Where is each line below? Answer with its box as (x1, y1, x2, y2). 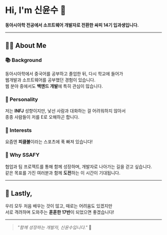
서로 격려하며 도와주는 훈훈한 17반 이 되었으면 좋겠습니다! (5, 209, 114, 215)
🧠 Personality (5, 96, 38, 103)
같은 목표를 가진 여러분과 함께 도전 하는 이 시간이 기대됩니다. (5, 170, 121, 176)
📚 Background (5, 57, 42, 64)
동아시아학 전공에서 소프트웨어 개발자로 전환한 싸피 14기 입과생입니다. (5, 22, 139, 28)
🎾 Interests (5, 127, 32, 134)
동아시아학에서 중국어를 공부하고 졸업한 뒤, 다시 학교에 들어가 (5, 70, 123, 76)
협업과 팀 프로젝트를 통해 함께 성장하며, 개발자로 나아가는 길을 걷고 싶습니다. (5, 163, 153, 170)
